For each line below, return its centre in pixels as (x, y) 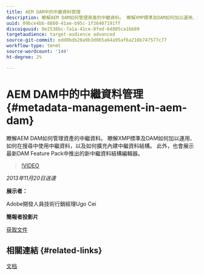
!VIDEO (30, 165)
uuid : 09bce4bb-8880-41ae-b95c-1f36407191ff (63, 23)
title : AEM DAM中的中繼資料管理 (43, 12)
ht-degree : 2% (24, 57)
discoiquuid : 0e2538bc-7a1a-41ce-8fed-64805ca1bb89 (73, 29)
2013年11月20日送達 (31, 178)
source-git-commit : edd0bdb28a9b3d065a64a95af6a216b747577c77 (87, 40)
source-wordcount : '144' (38, 52)
